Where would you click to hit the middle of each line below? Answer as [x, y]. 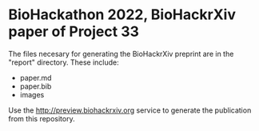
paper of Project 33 [74, 32]
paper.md [36, 77]
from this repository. [42, 118]
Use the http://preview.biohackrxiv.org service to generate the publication [130, 110]
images [32, 94]
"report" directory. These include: [64, 62]
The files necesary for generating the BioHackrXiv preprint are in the [121, 54]
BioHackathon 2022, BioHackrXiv [122, 15]
